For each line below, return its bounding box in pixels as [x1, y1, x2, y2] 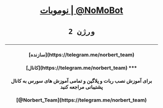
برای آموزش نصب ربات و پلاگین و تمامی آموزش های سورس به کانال [11, 78, 152, 85]
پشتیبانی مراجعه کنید [60, 84, 103, 90]
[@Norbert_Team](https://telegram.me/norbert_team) [16, 97, 147, 104]
